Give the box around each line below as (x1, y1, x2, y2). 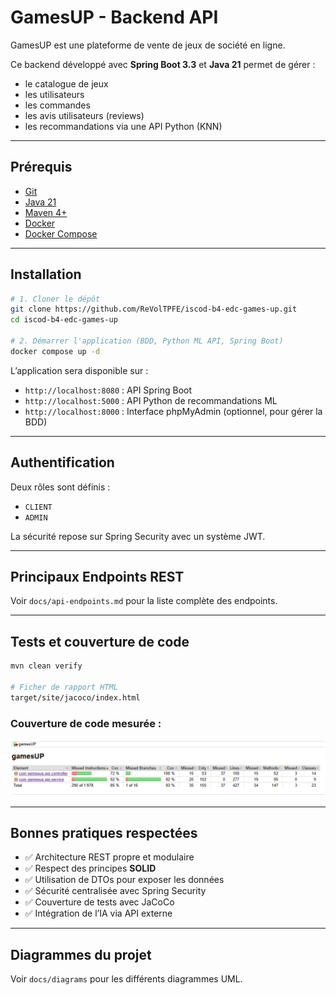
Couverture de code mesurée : (10, 716, 162, 730)
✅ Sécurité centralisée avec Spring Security (24, 885, 207, 897)
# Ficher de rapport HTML (10, 682, 118, 692)
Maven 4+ (24, 206, 68, 218)
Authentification (10, 454, 115, 471)
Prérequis (10, 159, 73, 176)
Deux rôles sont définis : (10, 481, 111, 493)
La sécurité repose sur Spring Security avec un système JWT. (10, 530, 266, 542)
